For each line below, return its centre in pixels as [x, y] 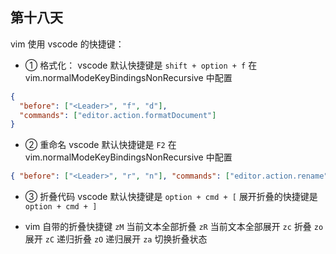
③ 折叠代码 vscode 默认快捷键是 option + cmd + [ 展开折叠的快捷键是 [171, 197]
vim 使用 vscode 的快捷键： [67, 44]
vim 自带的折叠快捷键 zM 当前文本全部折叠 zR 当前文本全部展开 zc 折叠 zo [174, 227]
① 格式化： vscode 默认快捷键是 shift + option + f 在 [141, 65]
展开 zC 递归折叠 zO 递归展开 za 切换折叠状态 [116, 239]
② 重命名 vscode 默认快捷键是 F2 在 [100, 145]
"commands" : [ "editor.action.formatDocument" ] [118, 115]
